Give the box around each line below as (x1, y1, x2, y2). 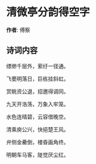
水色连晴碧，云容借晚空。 (6, 113, 69, 120)
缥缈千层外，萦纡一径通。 (6, 62, 69, 69)
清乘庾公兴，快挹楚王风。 (6, 126, 69, 133)
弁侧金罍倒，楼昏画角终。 (6, 138, 69, 146)
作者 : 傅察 (6, 26, 30, 33)
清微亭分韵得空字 (6, 5, 91, 19)
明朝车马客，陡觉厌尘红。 (6, 151, 69, 158)
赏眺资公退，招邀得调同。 (6, 88, 69, 95)
